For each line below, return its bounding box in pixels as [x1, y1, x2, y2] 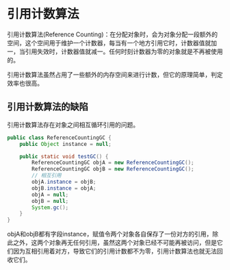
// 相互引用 [31, 172, 62, 179]
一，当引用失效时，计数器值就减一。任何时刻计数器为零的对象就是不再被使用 [7, 47, 223, 56]
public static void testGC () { [19, 153, 109, 160]
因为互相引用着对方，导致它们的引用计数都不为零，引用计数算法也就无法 [12, 247, 217, 256]
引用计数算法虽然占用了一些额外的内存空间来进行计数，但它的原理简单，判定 [7, 70, 223, 79]
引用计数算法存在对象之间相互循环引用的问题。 [7, 121, 139, 129]
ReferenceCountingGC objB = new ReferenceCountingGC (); [31, 166, 194, 173]
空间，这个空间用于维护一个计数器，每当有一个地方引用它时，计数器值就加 [7, 38, 217, 47]
